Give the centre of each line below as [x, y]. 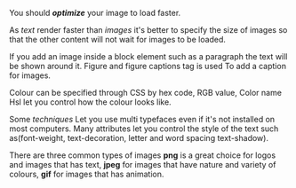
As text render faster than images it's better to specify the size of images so [148, 30]
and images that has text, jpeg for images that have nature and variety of [143, 164]
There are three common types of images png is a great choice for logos [143, 155]
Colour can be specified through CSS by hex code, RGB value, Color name [146, 93]
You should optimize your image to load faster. [95, 13]
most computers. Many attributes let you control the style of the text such [144, 129]
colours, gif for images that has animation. [87, 174]
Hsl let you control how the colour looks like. [90, 102]
